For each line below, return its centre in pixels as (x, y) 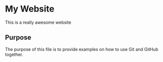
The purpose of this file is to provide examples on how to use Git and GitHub (82, 49)
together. (14, 54)
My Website (30, 9)
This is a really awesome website (38, 22)
